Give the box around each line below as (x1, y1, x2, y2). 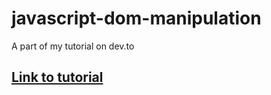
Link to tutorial (11, 69, 104, 86)
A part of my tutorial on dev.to (11, 40, 135, 52)
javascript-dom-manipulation (11, 7, 262, 30)
